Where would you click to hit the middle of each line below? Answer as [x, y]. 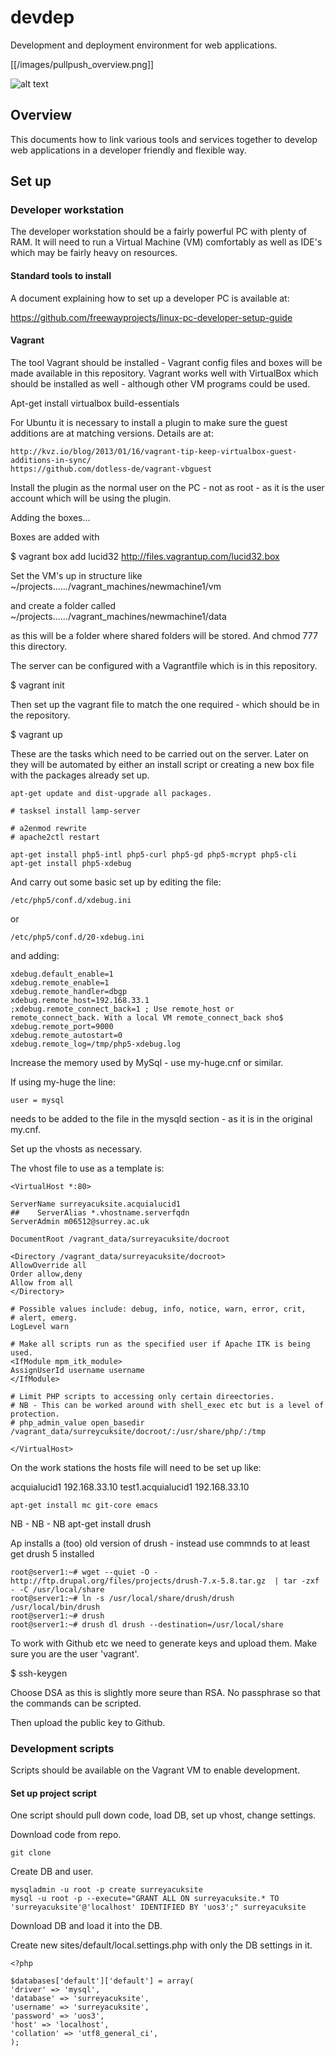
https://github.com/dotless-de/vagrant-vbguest [111, 469]
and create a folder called [63, 605]
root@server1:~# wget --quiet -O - [84, 1572]
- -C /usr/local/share [57, 1589]
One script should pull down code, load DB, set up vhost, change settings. [163, 1815]
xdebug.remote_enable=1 [60, 982]
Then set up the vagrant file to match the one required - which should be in [165, 704]
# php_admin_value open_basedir [77, 1422]
